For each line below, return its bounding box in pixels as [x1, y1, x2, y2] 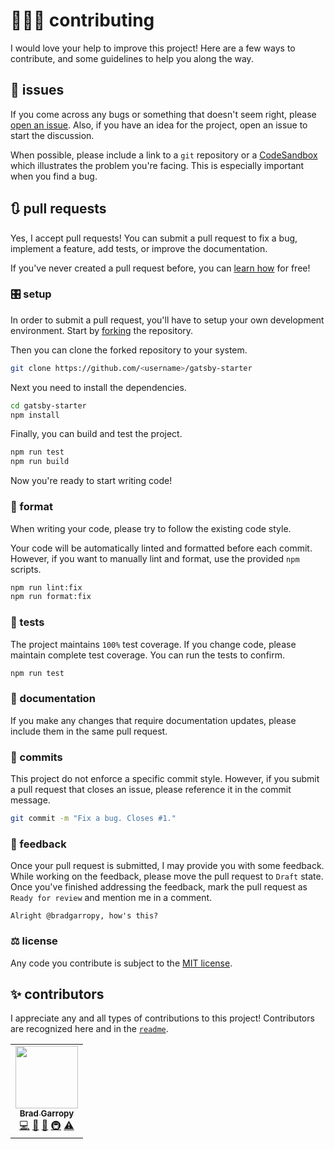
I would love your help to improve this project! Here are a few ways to [10, 42, 296, 54]
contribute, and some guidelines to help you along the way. [10, 52, 254, 64]
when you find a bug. [10, 170, 98, 182]
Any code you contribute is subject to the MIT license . [10, 957, 233, 969]
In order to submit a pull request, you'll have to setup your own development [10, 314, 325, 326]
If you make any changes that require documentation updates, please [10, 714, 297, 726]
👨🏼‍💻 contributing [10, 9, 155, 32]
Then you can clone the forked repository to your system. [10, 344, 248, 356]
